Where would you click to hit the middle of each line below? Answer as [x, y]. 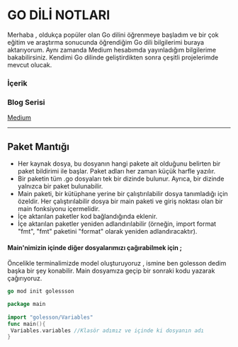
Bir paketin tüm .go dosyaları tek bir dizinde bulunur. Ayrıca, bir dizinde [121, 178]
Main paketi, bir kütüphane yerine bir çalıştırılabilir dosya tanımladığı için [123, 193]
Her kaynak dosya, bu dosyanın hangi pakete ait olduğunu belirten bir [119, 164]
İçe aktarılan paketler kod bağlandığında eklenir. [87, 216]
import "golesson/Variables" [50, 317]
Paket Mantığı [38, 146]
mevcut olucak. [30, 64]
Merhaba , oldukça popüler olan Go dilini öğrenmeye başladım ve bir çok [113, 35]
